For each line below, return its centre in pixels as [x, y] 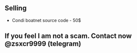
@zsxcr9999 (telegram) [43, 44]
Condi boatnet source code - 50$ [46, 20]
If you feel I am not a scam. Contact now [68, 36]
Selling [16, 8]
